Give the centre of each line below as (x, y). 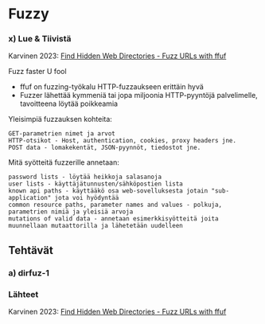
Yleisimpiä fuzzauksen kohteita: (60, 119)
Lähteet (23, 294)
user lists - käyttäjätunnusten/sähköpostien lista (95, 184)
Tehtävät (31, 250)
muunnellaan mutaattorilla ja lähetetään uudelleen (95, 226)
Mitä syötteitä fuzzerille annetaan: (64, 162)
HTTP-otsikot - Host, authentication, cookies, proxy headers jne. (123, 141)
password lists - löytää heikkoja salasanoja (85, 177)
